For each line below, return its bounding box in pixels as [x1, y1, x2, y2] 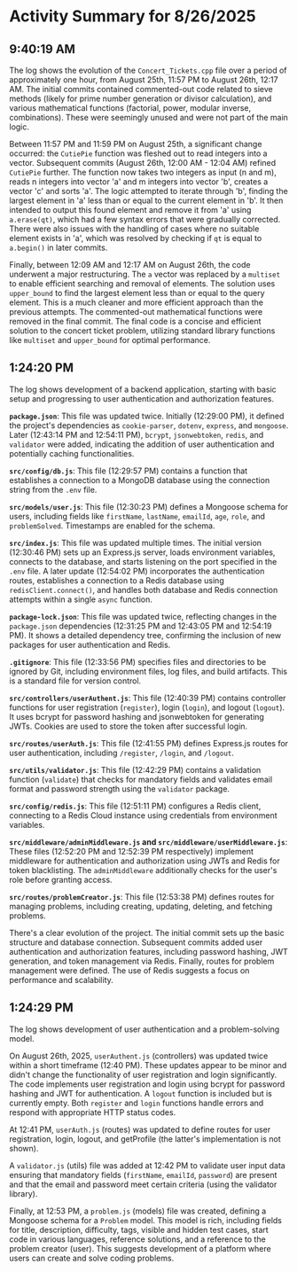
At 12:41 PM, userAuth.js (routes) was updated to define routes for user [9, 1124, 271, 1135]
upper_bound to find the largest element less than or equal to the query [9, 288, 265, 298]
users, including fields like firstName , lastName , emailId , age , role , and [9, 511, 266, 521]
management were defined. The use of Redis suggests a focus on [9, 964, 250, 976]
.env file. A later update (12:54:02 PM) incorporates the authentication [9, 566, 265, 576]
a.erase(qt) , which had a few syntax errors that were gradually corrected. [9, 215, 281, 224]
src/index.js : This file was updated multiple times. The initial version [9, 537, 262, 548]
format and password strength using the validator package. [9, 783, 231, 794]
